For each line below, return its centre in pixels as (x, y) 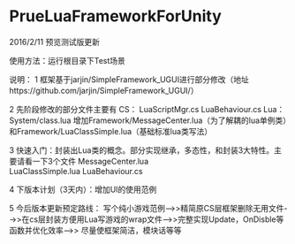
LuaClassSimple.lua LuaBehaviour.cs (76, 171)
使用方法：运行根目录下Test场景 (68, 60)
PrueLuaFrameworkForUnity (116, 16)
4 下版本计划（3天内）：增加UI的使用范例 (83, 189)
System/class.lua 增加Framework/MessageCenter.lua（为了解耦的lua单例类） (148, 120)
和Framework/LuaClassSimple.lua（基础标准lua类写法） (111, 131)
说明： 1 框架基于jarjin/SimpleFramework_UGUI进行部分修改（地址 (129, 79)
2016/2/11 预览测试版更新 (54, 42)
